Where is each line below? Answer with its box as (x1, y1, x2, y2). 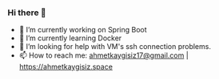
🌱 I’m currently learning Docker (18, 33, 122, 43)
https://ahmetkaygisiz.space (18, 62, 113, 72)
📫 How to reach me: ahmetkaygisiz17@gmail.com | (18, 51, 189, 60)
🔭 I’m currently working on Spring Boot (18, 25, 147, 35)
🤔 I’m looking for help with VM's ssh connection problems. (18, 42, 211, 51)
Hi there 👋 (7, 7, 47, 18)
